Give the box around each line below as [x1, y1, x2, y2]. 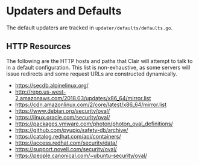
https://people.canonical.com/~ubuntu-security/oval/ [14, 152, 148, 159]
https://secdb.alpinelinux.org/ [14, 82, 89, 89]
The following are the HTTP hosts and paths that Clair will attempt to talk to [6, 57, 193, 64]
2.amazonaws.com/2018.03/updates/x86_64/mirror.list [14, 94, 151, 101]
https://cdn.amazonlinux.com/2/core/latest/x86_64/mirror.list [14, 101, 167, 108]
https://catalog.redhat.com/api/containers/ [14, 133, 122, 140]
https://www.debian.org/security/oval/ [14, 107, 110, 115]
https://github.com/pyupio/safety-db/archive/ [14, 126, 128, 133]
